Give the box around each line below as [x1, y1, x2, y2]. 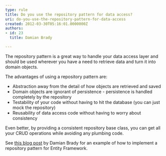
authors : [5, 26, 23, 31]
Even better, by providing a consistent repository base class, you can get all [5, 124, 161, 130]
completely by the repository [12, 93, 72, 100]
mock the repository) [12, 104, 56, 110]
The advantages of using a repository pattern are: [5, 73, 108, 79]
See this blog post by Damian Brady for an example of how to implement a [5, 139, 158, 145]
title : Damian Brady [9, 35, 52, 40]
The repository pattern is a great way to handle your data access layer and [5, 53, 159, 59]
